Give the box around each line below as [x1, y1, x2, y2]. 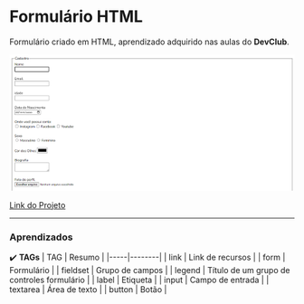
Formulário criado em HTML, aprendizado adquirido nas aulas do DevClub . [9, 36, 290, 47]
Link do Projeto [9, 199, 66, 210]
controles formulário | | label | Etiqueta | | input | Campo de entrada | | [9, 274, 270, 286]
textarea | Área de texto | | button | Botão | [9, 284, 167, 295]
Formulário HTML [9, 6, 143, 27]
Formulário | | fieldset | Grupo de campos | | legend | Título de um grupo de [9, 265, 290, 276]
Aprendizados [9, 231, 73, 243]
